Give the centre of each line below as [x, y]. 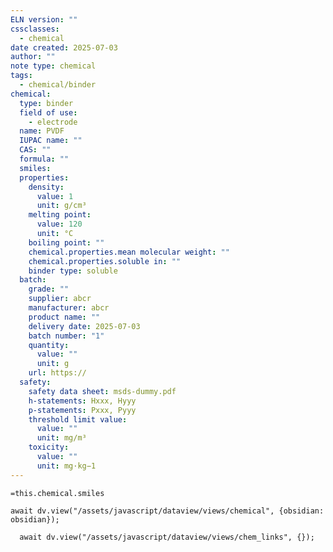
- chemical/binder [58, 85]
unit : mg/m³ [61, 438]
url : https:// [57, 373]
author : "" [33, 57]
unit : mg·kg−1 [66, 466]
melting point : [60, 215]
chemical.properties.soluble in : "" [105, 261]
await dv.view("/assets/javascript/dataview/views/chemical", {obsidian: [167, 511]
